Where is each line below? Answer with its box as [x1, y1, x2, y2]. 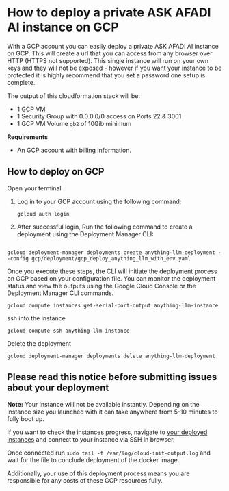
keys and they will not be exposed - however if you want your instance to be [7, 64, 222, 72]
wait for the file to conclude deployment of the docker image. [7, 455, 180, 464]
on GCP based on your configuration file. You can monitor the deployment [7, 274, 216, 282]
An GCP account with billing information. [16, 146, 132, 154]
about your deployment [7, 382, 109, 394]
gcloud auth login [16, 210, 70, 217]
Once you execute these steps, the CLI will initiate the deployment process [7, 267, 217, 275]
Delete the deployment [7, 339, 72, 347]
